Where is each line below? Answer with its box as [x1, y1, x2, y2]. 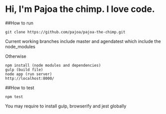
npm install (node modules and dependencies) [5, 63, 101, 68]
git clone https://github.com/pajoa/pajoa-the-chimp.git [5, 29, 126, 34]
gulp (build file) [5, 67, 43, 72]
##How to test [5, 85, 35, 91]
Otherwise [5, 53, 26, 59]
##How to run [5, 20, 34, 26]
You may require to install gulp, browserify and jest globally [5, 103, 127, 109]
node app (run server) [5, 71, 52, 77]
